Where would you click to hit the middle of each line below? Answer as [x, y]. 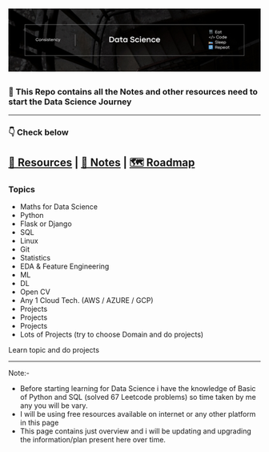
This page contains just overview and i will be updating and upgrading [136, 431]
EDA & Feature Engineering [64, 266]
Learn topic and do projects [54, 350]
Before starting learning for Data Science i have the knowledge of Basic [138, 389]
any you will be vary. [54, 406]
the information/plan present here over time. [93, 440]
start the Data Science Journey [70, 102]
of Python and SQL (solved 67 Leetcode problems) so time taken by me [138, 398]
